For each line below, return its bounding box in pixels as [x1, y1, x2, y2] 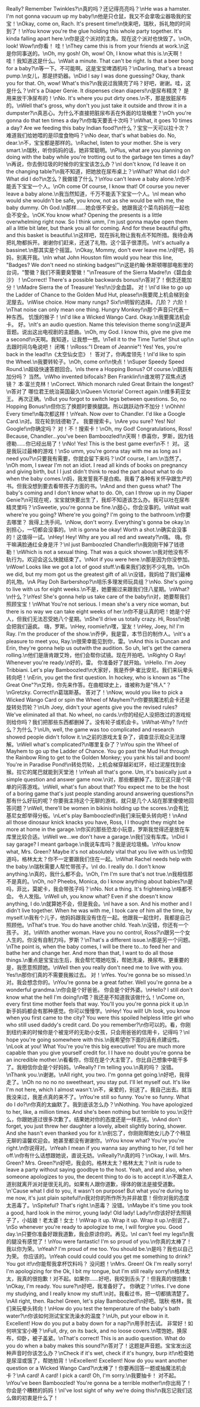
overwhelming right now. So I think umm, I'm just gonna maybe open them [6, 218, 189, 225]
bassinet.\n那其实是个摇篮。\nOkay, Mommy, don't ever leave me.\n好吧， [6, 247, 189, 253]
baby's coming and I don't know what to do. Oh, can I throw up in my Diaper [6, 489, 193, 496]
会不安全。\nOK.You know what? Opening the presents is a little [6, 211, 162, 219]
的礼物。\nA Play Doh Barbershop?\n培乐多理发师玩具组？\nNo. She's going [6, 578, 193, 585]
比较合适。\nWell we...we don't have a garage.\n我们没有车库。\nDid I [16, 833, 188, 840]
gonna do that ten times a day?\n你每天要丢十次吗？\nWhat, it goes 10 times [6, 117, 193, 124]
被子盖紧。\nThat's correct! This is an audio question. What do [32, 1335, 186, 1341]
